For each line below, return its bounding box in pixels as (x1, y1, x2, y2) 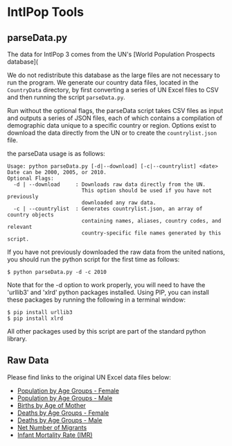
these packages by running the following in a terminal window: (7, 295, 186, 304)
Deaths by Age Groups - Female (17, 409, 109, 417)
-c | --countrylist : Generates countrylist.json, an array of (13, 205, 203, 212)
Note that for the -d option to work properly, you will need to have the (7, 281, 206, 289)
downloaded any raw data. (81, 199, 157, 206)
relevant (7, 223, 33, 230)
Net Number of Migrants (17, 423, 87, 431)
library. (7, 334, 28, 343)
